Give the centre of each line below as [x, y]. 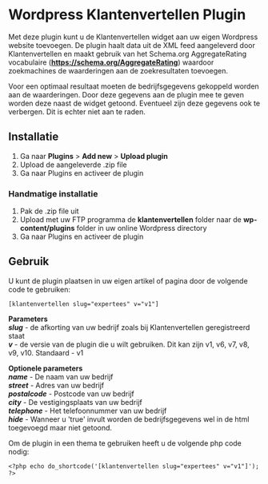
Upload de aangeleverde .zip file [74, 165]
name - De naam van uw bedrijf [61, 376]
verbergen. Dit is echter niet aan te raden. [77, 111]
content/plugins [47, 228]
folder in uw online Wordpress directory [142, 228]
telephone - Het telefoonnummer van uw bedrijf [88, 411]
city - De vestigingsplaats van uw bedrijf [75, 402]
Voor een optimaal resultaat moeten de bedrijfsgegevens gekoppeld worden [134, 86]
